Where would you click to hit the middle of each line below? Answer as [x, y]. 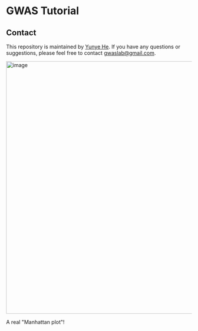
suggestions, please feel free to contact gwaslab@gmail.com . [81, 53]
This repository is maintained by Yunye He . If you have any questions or [93, 47]
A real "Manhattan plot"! [35, 322]
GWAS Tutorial [43, 11]
